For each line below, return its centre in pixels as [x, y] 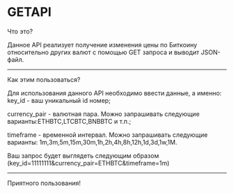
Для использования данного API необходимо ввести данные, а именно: [115, 93]
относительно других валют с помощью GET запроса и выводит [103, 52]
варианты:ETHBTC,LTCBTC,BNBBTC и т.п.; [69, 121]
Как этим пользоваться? [44, 79]
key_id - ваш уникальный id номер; [59, 100]
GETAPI [30, 12]
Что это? [20, 31]
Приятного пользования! [44, 183]
